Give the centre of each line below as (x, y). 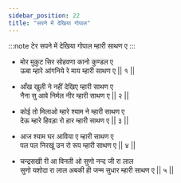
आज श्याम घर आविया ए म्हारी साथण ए (67, 136)
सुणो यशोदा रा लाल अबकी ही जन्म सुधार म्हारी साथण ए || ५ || (96, 170)
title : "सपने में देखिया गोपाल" (49, 23)
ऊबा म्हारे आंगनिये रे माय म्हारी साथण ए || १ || (77, 70)
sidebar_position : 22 (44, 16)
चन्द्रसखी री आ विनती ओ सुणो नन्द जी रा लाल (77, 161)
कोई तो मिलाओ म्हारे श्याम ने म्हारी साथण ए (72, 111)
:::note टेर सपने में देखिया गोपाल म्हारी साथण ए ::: (72, 45)
